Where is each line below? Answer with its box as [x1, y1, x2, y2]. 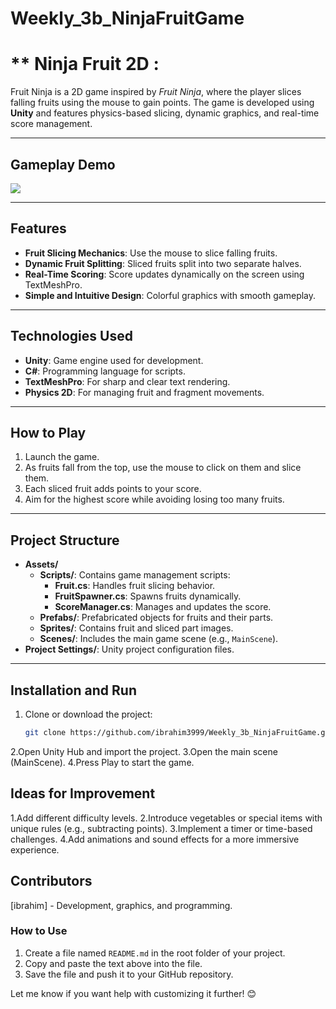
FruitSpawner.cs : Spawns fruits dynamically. [54, 590, 242, 602]
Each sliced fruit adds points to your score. [24, 483, 202, 495]
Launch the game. [24, 451, 100, 463]
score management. [10, 118, 93, 130]
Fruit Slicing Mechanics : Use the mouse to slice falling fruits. [24, 247, 278, 259]
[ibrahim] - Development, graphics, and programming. [10, 899, 233, 911]
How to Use [10, 924, 68, 938]
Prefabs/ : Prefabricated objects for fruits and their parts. [39, 612, 274, 624]
